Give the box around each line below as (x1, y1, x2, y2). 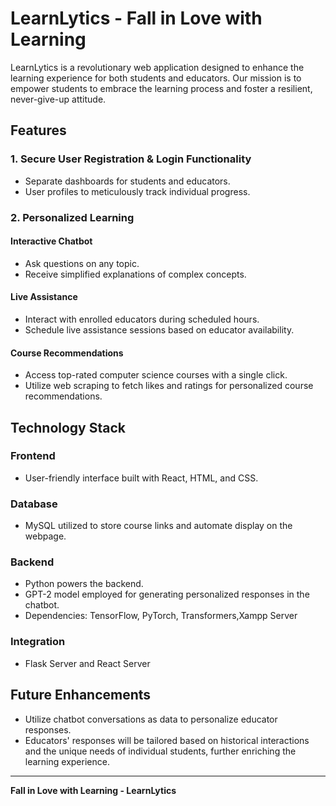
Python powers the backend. (24, 578, 144, 590)
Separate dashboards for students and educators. (24, 175, 231, 187)
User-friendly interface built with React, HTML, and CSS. (24, 472, 259, 484)
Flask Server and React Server (24, 657, 151, 669)
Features (10, 122, 67, 139)
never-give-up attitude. (10, 93, 107, 105)
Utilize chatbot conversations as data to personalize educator (24, 713, 278, 725)
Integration (10, 635, 66, 649)
